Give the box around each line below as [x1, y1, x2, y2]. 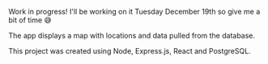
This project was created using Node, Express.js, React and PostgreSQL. [8, 46, 251, 55]
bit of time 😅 [8, 15, 52, 25]
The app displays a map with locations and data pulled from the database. [8, 31, 256, 40]
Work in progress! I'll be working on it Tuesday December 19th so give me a [8, 7, 261, 16]
